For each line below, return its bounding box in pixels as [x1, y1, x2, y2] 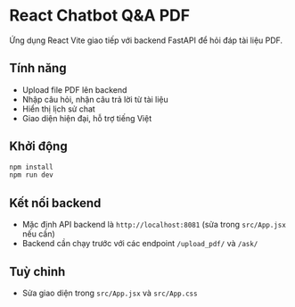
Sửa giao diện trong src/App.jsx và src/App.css [21, 287, 198, 298]
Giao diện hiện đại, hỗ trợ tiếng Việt [21, 112, 152, 123]
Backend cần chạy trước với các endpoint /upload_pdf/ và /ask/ [21, 238, 258, 249]
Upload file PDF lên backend [21, 84, 127, 95]
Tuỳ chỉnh [9, 264, 66, 279]
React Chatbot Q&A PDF [9, 5, 190, 26]
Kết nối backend [9, 195, 102, 211]
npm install [9, 162, 53, 171]
